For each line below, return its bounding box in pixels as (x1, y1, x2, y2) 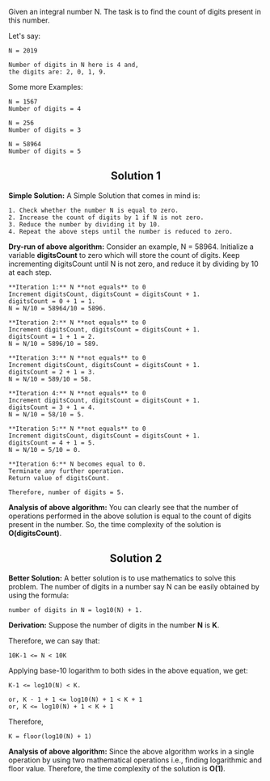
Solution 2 (109, 551, 162, 565)
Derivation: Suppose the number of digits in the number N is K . (8, 620, 220, 630)
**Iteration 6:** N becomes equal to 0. (8, 460, 147, 468)
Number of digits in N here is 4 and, (8, 61, 139, 69)
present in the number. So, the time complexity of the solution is (8, 519, 221, 529)
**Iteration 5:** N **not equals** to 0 (8, 424, 147, 433)
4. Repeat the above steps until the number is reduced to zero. (8, 227, 233, 235)
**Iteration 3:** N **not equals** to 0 (8, 353, 147, 362)
